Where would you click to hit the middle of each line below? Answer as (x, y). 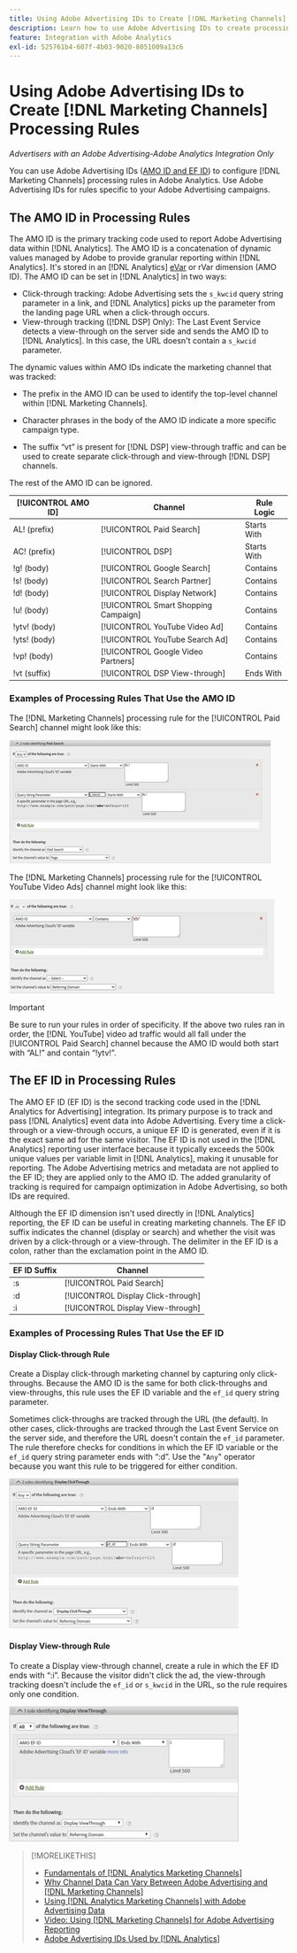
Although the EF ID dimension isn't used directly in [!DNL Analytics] (132, 1213)
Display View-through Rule (60, 1646)
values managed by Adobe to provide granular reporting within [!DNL (135, 258)
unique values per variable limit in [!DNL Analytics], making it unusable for (144, 1158)
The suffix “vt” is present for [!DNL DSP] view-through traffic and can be (154, 447)
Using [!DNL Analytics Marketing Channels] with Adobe (145, 1901)
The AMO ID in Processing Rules (100, 217)
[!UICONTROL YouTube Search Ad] (164, 639)
